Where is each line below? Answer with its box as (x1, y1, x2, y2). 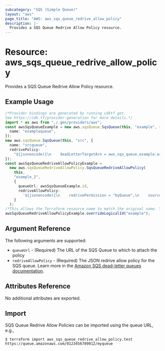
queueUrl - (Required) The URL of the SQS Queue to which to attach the (12, 247, 157, 253)
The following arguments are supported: (5, 237, 87, 243)
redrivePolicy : (9, 147, 41, 152)
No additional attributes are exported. (5, 295, 81, 301)
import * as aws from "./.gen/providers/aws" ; (5, 120, 102, 125)
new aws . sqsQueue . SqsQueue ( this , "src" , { (5, 138, 93, 143)
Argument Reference (5, 225, 71, 233)
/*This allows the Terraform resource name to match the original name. (5, 206, 157, 211)
